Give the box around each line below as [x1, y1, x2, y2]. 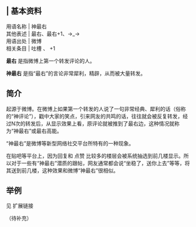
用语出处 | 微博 [6, 38, 42, 45]
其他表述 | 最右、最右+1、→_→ [6, 30, 80, 37]
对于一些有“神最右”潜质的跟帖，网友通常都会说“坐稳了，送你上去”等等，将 [11, 160, 190, 167]
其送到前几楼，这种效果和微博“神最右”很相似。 [6, 167, 119, 174]
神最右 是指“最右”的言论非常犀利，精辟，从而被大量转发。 [6, 70, 146, 77]
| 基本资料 [6, 6, 42, 16]
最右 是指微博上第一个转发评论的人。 [6, 57, 95, 64]
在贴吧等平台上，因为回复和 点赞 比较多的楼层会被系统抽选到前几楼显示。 [6, 152, 184, 159]
